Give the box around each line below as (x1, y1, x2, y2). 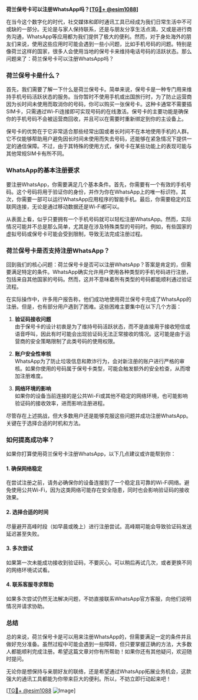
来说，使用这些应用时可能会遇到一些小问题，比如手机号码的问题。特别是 (16, 41, 192, 47)
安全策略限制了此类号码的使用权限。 (30, 338, 118, 345)
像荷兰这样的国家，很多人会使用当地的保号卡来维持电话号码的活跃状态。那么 (6, 48, 192, 55)
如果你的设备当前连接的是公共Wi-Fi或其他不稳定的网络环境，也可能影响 (14, 392, 189, 399)
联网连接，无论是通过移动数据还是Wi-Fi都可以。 (6, 203, 123, 210)
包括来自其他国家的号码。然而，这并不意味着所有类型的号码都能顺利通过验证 (6, 276, 192, 283)
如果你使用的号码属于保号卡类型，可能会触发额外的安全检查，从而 (25, 365, 186, 372)
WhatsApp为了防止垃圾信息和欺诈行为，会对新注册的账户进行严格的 (14, 357, 180, 365)
